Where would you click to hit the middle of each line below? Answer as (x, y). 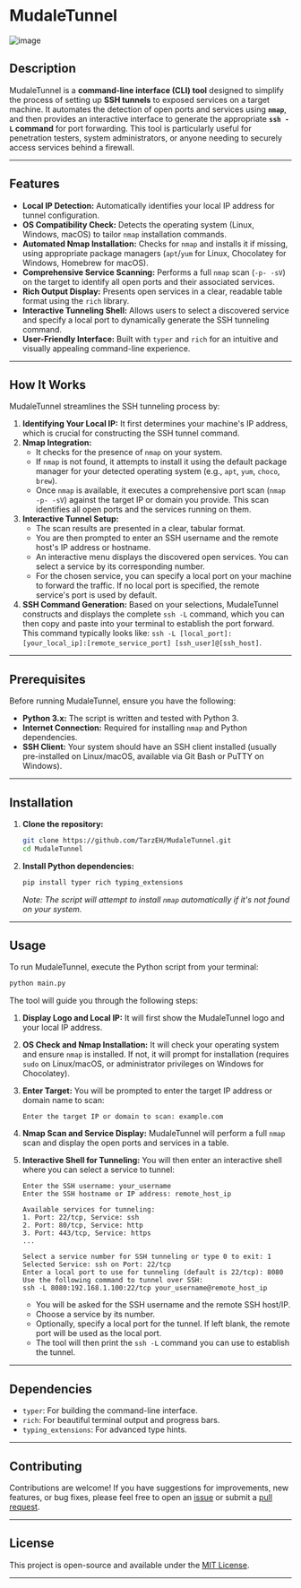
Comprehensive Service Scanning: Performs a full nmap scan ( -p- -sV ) (154, 272)
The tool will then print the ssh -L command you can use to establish (162, 1343)
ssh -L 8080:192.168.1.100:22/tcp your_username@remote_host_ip (145, 1288)
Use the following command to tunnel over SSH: (112, 1281)
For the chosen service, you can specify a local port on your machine (163, 576)
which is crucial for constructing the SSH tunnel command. (131, 433)
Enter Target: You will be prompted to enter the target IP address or (147, 1091)
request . (25, 1506)
